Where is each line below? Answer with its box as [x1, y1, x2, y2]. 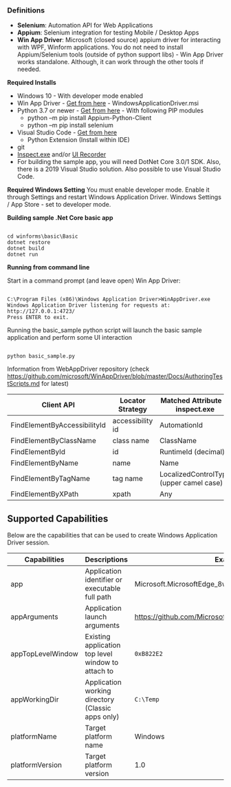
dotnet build [7, 245, 45, 252]
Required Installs [7, 79, 56, 87]
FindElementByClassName [10, 436, 96, 446]
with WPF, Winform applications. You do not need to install [16, 43, 184, 52]
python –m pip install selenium [27, 121, 113, 130]
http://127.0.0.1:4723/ [7, 308, 76, 315]
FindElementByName [10, 458, 79, 468]
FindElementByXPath [10, 489, 79, 499]
